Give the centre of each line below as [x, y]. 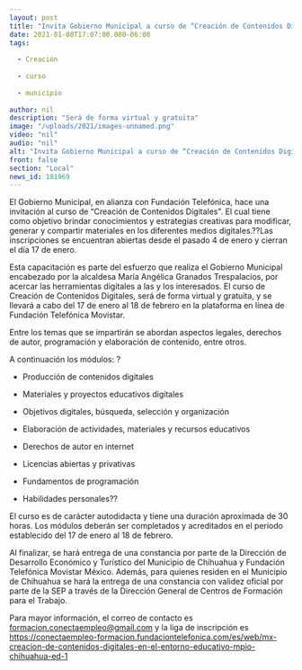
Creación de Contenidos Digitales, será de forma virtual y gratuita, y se [141, 296]
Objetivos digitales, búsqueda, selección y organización [126, 412]
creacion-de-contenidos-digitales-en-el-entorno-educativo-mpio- [133, 647]
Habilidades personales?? [70, 499]
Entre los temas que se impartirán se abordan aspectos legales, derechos [146, 333]
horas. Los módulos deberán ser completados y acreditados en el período [146, 526]
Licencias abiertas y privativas [79, 464]
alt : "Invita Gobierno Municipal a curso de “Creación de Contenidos [142, 151]
